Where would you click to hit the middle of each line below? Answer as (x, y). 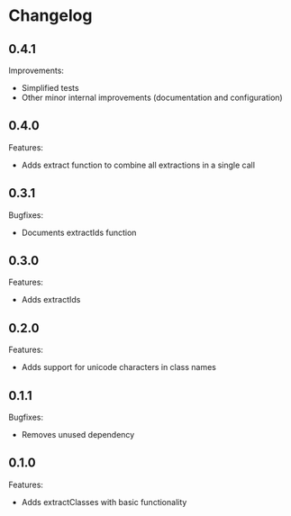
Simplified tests (50, 88)
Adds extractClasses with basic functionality (104, 502)
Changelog (50, 16)
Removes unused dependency (78, 435)
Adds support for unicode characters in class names (119, 367)
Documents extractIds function (79, 232)
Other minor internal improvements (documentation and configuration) (152, 97)
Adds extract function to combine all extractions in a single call (138, 165)
